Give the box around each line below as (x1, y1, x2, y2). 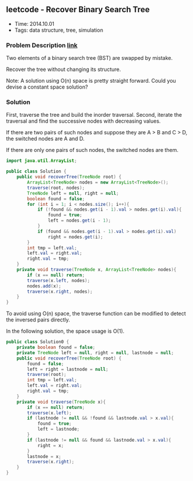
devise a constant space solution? (6, 83, 88, 90)
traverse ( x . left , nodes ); (27, 277, 91, 283)
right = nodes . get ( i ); (47, 234, 104, 240)
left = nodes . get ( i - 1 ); (47, 218, 111, 223)
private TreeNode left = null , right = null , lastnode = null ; (16, 350, 174, 355)
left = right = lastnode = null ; (27, 366, 109, 372)
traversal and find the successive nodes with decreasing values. (6, 117, 161, 125)
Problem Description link (6, 41, 78, 49)
